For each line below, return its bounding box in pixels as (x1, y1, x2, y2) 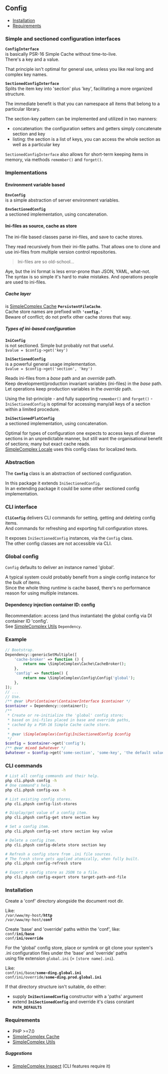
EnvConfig (5, 193, 26, 198)
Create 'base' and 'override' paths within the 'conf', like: (5, 926, 120, 932)
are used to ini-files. (5, 279, 46, 285)
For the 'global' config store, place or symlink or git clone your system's (5, 945, 153, 951)
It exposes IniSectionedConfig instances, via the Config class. (5, 535, 133, 541)
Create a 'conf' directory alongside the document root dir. (5, 898, 124, 904)
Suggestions (5, 1050, 32, 1056)
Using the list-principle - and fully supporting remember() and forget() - (5, 396, 153, 402)
